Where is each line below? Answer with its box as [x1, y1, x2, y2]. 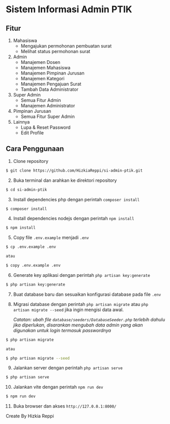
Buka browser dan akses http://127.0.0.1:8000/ [13, 403, 117, 409]
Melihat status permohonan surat [20, 49, 91, 54]
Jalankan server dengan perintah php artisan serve [13, 365, 123, 371]
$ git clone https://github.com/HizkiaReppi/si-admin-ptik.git [6, 168, 143, 173]
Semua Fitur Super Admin [20, 113, 75, 120]
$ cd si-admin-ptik [6, 187, 47, 192]
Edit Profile [20, 130, 44, 136]
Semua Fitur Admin [20, 97, 61, 103]
